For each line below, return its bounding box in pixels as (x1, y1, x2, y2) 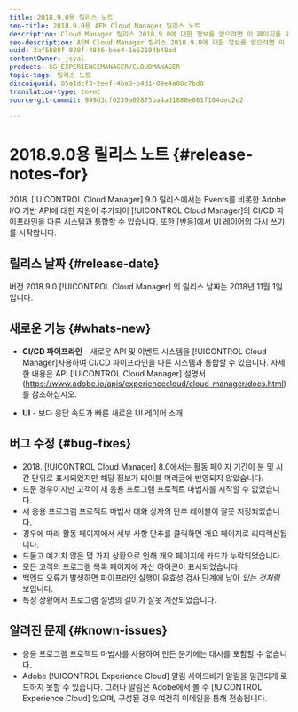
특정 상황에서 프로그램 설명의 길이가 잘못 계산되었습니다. (21, 594, 217, 605)
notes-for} (9, 163, 89, 184)
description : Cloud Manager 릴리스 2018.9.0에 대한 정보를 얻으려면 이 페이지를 (9, 29, 282, 38)
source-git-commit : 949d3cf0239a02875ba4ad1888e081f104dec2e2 (9, 95, 244, 105)
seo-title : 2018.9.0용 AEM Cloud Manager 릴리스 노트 (9, 21, 201, 30)
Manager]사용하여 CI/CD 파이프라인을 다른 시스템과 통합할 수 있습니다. (21, 357, 269, 368)
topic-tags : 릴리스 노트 (9, 71, 91, 80)
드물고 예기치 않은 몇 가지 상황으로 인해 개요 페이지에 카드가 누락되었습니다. (21, 550, 283, 560)
